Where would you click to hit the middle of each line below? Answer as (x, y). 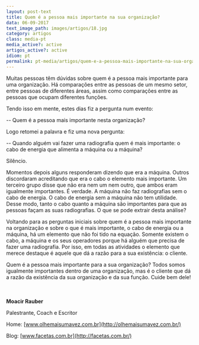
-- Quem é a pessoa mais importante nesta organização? (76, 120)
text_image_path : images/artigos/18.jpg (57, 28)
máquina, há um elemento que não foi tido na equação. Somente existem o (97, 234)
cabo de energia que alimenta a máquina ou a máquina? (75, 149)
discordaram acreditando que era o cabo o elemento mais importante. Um (97, 178)
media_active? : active (34, 45)
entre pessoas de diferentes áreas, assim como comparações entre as (92, 91)
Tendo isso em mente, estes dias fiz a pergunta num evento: (80, 108)
